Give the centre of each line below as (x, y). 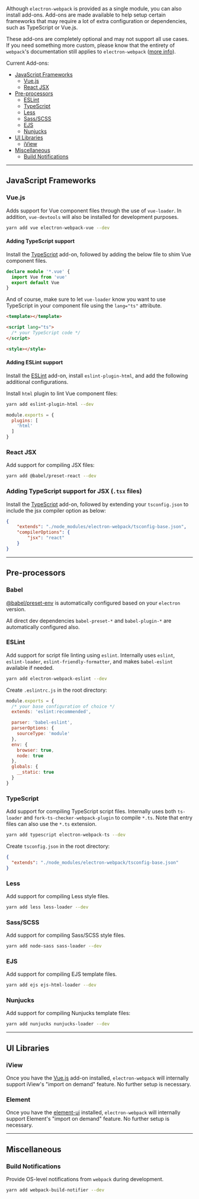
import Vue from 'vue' (39, 277)
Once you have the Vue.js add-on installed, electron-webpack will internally (97, 1078)
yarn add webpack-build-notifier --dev (55, 1190)
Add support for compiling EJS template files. (62, 974)
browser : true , (36, 750)
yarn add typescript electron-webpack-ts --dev (66, 835)
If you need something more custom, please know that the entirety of (91, 45)
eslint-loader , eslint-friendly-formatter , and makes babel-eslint (89, 661)
